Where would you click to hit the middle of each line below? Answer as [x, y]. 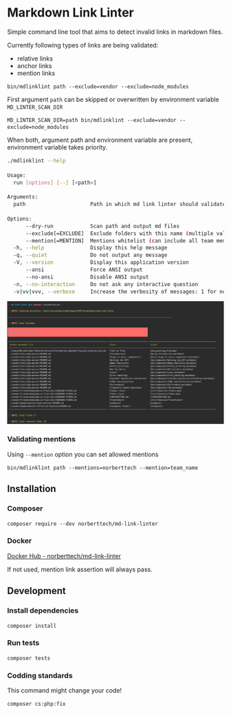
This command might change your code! [65, 691]
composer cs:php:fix [37, 704]
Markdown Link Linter [70, 13]
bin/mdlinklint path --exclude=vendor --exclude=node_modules [98, 86]
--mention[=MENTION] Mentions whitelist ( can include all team [119, 241]
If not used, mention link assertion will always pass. [80, 569]
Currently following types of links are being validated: [83, 45]
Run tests [23, 643]
